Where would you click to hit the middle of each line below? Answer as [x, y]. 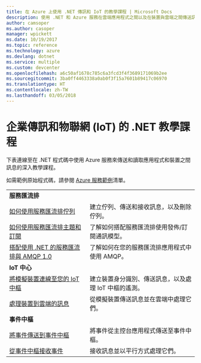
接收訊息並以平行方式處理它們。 [135, 350]
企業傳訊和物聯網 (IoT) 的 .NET [81, 127]
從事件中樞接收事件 [36, 350]
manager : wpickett [29, 34]
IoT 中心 [21, 268]
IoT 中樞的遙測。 [120, 287]
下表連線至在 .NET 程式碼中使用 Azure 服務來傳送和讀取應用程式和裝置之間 [98, 160]
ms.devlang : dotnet [31, 56]
